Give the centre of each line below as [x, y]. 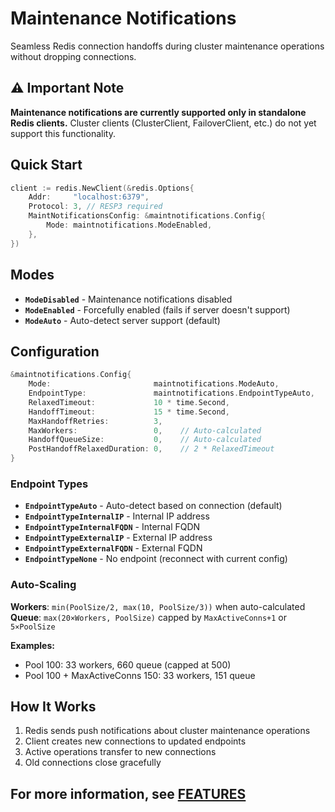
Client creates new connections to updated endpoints [135, 741]
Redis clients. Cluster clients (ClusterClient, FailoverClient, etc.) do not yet [163, 123]
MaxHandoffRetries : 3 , [95, 421]
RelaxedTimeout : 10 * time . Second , [129, 402]
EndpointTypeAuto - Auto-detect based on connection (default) [153, 506]
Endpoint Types [49, 484]
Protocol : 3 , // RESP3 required [95, 207]
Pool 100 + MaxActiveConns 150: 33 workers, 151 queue [140, 675]
